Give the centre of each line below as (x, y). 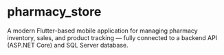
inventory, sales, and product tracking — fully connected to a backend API (112, 37)
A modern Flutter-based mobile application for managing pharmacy (102, 31)
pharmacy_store (54, 12)
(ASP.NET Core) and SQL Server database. (68, 45)
